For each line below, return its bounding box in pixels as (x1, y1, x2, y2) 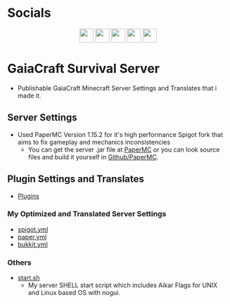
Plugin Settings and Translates (7, 173, 144, 185)
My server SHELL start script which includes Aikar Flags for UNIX (27, 281, 218, 289)
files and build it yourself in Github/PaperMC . (27, 152, 159, 161)
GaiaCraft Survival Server (7, 61, 160, 77)
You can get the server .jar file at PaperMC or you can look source (27, 145, 220, 154)
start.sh (17, 274, 40, 282)
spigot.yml (17, 225, 49, 233)
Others (7, 258, 32, 267)
